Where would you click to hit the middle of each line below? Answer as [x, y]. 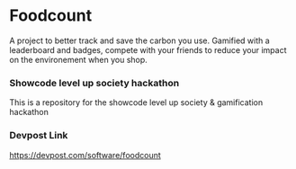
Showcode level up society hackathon [94, 83]
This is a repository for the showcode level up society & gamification [136, 102]
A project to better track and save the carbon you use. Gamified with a [139, 40]
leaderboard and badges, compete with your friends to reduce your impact [148, 49]
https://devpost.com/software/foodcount [85, 155]
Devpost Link [39, 136]
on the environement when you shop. [79, 59]
